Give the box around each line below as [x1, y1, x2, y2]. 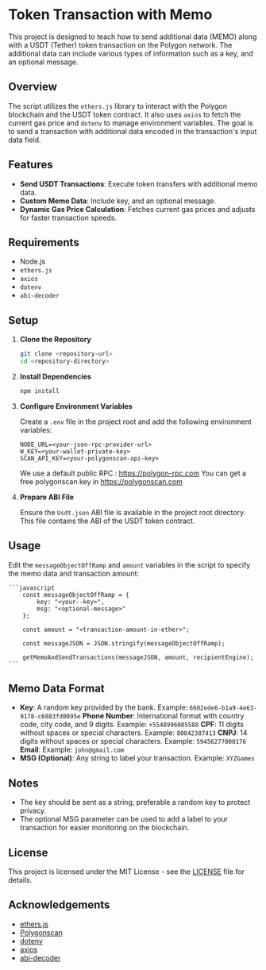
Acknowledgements [8, 899, 110, 912]
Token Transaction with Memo [8, 6, 213, 24]
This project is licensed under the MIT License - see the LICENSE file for [8, 867, 245, 876]
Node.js [19, 256, 46, 267]
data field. [8, 135, 41, 144]
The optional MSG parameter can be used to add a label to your [19, 814, 229, 824]
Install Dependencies [19, 371, 91, 381]
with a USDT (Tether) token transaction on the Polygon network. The [8, 40, 233, 49]
